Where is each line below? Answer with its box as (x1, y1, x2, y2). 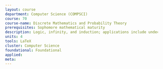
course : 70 (5, 16, 27, 21)
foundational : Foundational (5, 48, 62, 52)
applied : (5, 52, 23, 57)
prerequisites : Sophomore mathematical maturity (5, 25, 105, 30)
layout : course (5, 7, 36, 12)
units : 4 (5, 34, 23, 39)
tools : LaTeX (5, 39, 32, 44)
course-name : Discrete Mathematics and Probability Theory (5, 20, 127, 26)
